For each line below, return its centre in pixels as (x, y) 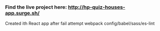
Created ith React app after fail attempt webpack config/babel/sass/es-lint (80, 23)
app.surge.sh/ (23, 13)
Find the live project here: (36, 7)
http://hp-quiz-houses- (97, 7)
